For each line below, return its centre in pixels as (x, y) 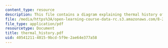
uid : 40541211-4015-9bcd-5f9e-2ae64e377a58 (51, 38)
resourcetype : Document (30, 28)
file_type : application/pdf (34, 24)
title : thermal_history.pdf (34, 33)
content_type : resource (30, 10)
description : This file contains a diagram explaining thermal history (81, 14)
